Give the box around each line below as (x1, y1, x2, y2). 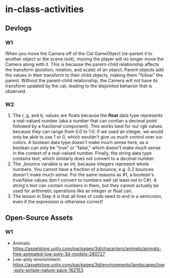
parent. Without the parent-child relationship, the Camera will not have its (5, 77, 158, 83)
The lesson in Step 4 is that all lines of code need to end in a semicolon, (12, 193, 163, 199)
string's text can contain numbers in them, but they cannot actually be (12, 183, 159, 189)
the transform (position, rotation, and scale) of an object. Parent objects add (5, 66, 164, 73)
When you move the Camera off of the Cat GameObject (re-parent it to (5, 50, 153, 56)
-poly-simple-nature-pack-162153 (12, 267, 83, 273)
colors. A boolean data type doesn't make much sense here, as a (12, 140, 148, 146)
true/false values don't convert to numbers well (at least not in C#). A (12, 177, 157, 183)
